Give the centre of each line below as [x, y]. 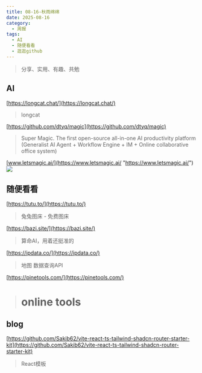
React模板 [33, 364]
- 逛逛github [27, 51]
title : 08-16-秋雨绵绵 [33, 12]
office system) [39, 151]
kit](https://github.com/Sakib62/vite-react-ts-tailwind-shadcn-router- [93, 345]
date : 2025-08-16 [28, 18]
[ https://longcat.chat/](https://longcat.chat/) [61, 103]
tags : [13, 34]
